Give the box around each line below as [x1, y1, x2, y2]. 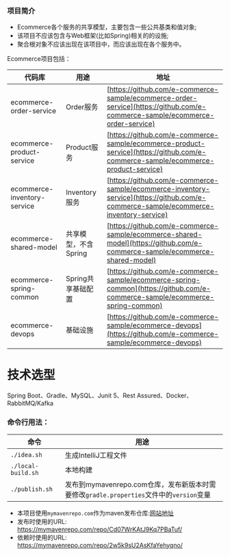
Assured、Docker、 [136, 391, 193, 399]
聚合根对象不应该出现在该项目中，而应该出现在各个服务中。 [16, 40, 186, 49]
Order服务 [66, 102, 99, 112]
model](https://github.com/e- [106, 238, 203, 248]
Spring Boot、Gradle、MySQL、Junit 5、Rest [7, 391, 136, 399]
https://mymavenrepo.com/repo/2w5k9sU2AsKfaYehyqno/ [16, 541, 183, 549]
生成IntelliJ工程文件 [64, 450, 128, 460]
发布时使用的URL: [16, 517, 67, 526]
